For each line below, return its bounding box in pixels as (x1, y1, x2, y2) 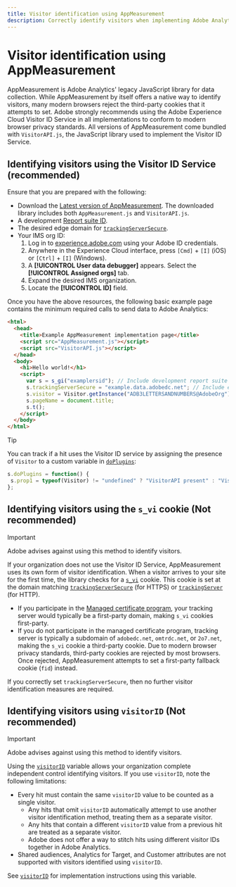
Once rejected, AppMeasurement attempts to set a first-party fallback (17, 656, 220, 665)
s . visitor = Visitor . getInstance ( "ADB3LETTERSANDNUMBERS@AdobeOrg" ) (25, 390, 231, 398)
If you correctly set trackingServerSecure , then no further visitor (7, 677, 193, 686)
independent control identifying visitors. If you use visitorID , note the (7, 769, 211, 778)
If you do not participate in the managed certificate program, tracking (17, 626, 218, 634)
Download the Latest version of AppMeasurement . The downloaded (17, 201, 214, 210)
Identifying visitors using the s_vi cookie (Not (7, 503, 211, 515)
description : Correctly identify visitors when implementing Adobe (7, 17, 209, 24)
